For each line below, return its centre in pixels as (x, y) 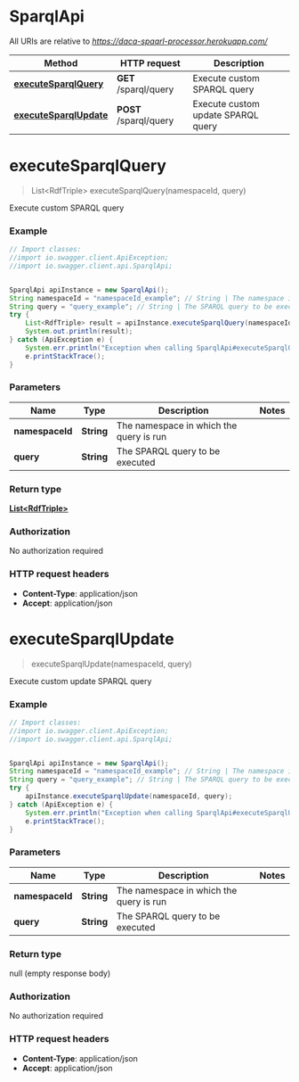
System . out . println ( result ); (79, 332)
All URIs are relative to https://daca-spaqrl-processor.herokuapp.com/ (138, 41)
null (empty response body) (60, 973)
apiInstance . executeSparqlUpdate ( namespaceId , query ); (129, 797)
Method (61, 62)
